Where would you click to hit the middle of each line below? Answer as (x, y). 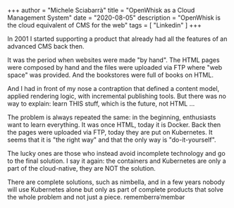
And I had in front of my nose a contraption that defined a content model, (113, 88)
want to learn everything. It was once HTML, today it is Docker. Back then (114, 125)
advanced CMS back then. (46, 46)
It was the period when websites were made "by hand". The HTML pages (113, 60)
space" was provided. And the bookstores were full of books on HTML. (110, 75)
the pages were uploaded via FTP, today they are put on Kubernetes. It (110, 132)
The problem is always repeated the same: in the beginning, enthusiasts (112, 117)
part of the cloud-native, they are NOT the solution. (82, 168)
